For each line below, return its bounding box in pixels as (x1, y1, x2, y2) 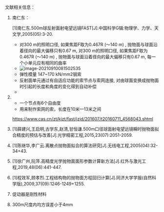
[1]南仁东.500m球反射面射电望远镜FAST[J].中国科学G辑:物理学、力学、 (12, 25, 155, 31)
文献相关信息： (5, 4, 35, 10)
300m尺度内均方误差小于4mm (12, 202, 73, 207)
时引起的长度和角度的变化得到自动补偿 (19, 84, 97, 89)
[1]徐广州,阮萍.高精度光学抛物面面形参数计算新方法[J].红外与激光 (12, 158, 143, 164)
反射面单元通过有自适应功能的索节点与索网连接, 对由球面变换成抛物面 (19, 77, 159, 83)
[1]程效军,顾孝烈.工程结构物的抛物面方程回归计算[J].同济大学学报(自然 (12, 175, 152, 180)
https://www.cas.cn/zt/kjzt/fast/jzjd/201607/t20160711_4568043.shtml (12, 116, 154, 121)
